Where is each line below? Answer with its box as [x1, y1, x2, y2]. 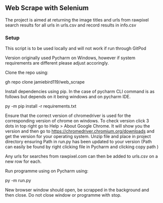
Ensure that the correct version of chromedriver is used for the [5, 113, 131, 119]
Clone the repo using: [5, 69, 49, 75]
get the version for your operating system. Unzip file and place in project [5, 134, 151, 139]
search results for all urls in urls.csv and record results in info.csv [5, 22, 137, 28]
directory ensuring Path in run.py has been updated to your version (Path [5, 139, 152, 145]
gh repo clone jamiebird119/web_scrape [5, 79, 85, 85]
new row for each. [5, 158, 41, 164]
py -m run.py [5, 178, 31, 183]
